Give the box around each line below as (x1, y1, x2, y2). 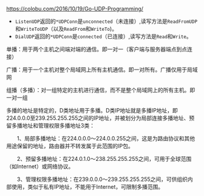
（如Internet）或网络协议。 (6, 163, 74, 170)
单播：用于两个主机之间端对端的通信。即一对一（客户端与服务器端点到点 (6, 45, 187, 53)
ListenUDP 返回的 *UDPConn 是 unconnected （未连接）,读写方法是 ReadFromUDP (15, 18, 198, 25)
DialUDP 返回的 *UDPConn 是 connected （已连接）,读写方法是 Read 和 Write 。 (15, 33, 192, 40)
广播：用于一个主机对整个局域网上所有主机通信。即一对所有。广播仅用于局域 (6, 66, 198, 73)
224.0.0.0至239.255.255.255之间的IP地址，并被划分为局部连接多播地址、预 (6, 114, 195, 122)
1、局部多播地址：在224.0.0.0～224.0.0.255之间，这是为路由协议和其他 (16, 135, 195, 142)
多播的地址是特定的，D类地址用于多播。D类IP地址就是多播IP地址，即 (6, 107, 178, 114)
